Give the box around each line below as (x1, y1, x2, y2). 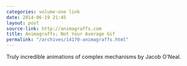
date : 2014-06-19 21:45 (6, 14, 67, 20)
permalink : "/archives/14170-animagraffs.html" (6, 37, 129, 43)
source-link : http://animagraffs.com (6, 25, 102, 32)
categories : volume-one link (6, 8, 80, 15)
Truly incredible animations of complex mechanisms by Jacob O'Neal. (6, 53, 182, 60)
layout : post (6, 20, 39, 26)
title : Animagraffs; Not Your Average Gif (6, 31, 115, 37)
